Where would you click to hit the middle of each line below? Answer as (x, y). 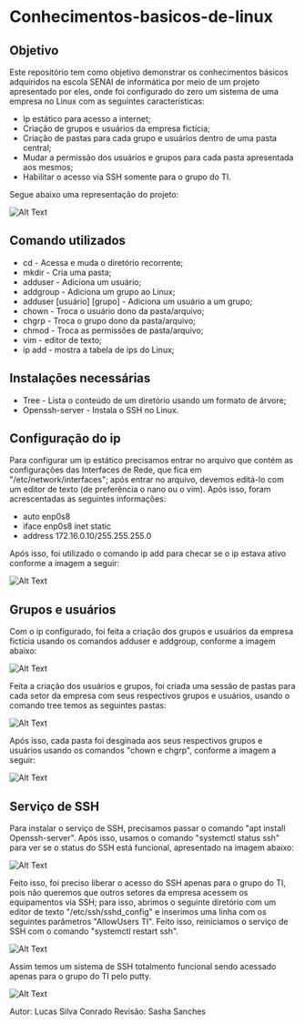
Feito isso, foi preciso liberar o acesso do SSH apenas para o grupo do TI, (148, 883)
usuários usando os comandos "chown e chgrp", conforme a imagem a (143, 750)
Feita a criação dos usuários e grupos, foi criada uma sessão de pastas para (152, 686)
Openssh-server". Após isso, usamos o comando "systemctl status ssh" (145, 838)
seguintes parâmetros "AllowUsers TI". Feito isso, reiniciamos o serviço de (149, 922)
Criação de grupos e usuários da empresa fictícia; (117, 128)
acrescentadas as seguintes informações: (88, 499)
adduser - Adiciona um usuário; (82, 282)
